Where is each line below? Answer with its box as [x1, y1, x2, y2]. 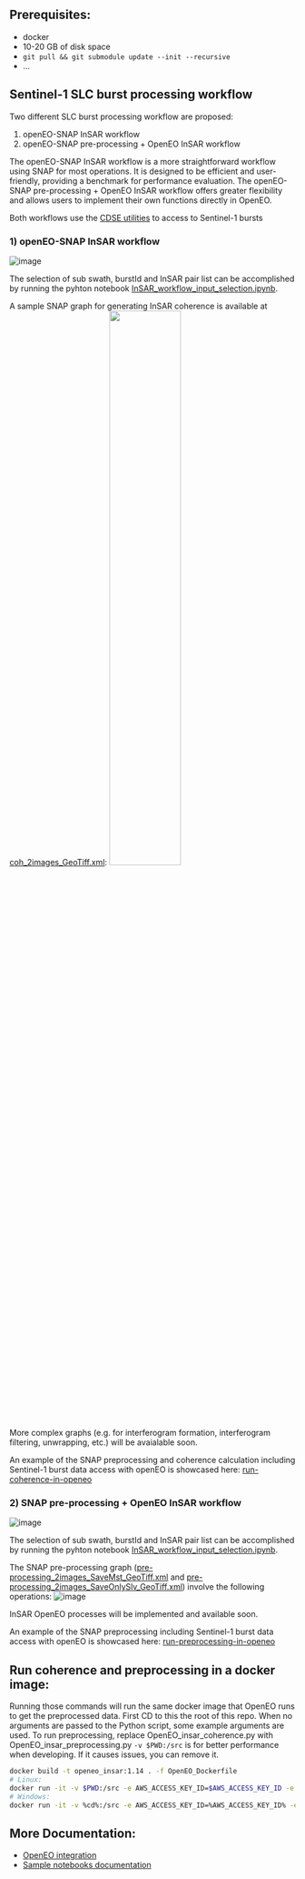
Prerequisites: [9, 7, 91, 23]
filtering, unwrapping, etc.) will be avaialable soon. [9, 1437, 198, 1448]
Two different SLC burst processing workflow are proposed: [9, 111, 234, 122]
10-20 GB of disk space [22, 41, 111, 52]
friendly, [9, 175, 41, 186]
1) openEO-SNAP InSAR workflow [9, 235, 161, 248]
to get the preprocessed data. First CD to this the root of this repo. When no [9, 1711, 293, 1722]
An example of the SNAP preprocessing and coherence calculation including [9, 1454, 296, 1465]
